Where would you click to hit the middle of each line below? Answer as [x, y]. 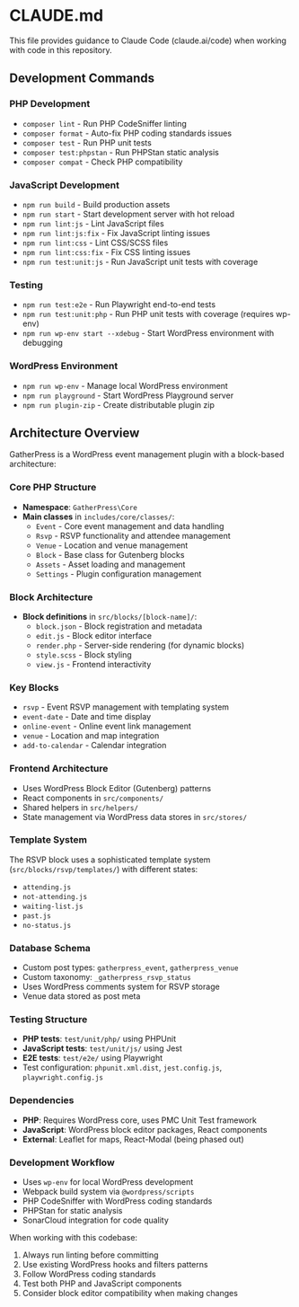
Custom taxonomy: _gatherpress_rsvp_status [106, 977]
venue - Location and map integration [91, 736]
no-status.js [47, 925]
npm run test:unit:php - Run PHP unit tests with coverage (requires [148, 314]
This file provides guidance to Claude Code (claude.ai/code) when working [148, 40]
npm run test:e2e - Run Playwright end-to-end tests [119, 305]
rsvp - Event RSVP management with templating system [126, 707]
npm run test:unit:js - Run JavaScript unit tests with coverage [140, 261]
